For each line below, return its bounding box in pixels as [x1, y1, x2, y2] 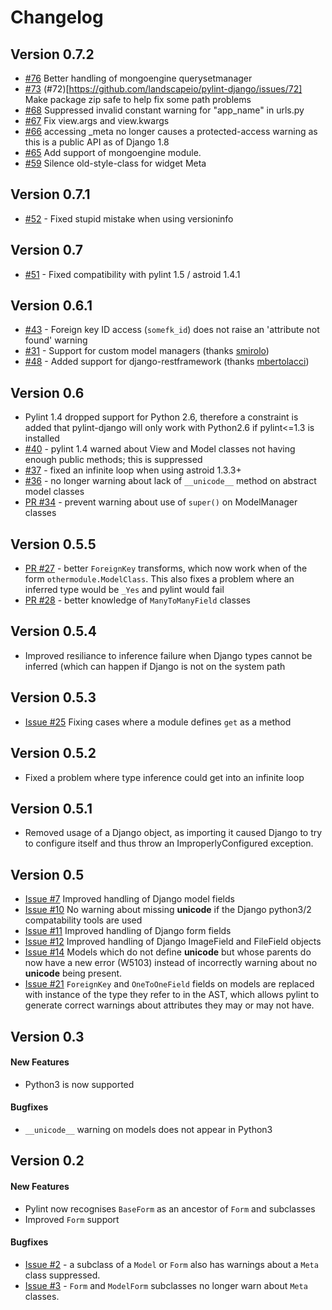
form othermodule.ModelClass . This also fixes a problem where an [24, 573, 295, 585]
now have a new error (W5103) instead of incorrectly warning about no [24, 957, 318, 969]
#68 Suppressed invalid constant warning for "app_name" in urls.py [24, 104, 305, 116]
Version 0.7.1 [10, 186, 91, 203]
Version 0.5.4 [10, 623, 98, 640]
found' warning [24, 334, 88, 346]
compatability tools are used [24, 914, 143, 926]
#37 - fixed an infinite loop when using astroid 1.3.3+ [24, 464, 242, 476]
